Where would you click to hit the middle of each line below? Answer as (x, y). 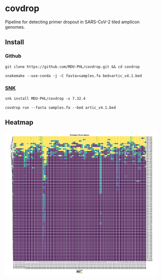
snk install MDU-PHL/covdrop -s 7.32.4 (45, 98)
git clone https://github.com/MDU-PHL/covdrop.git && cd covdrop (72, 67)
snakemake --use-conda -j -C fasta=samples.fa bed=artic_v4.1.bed (73, 76)
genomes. (15, 27)
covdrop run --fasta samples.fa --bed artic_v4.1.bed (61, 108)
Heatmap (19, 122)
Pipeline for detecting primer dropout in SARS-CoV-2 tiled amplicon (72, 22)
